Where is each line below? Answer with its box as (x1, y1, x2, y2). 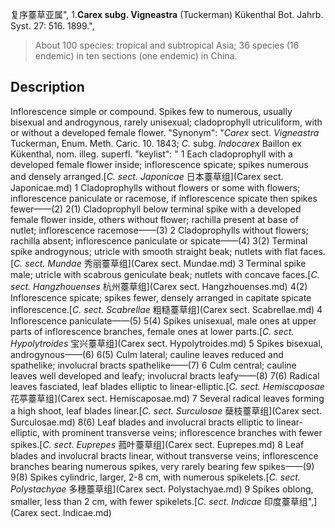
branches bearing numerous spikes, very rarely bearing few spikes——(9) (10, 460, 315, 472)
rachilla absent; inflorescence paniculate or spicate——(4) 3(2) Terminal (10, 234, 308, 247)
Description (10, 79, 85, 96)
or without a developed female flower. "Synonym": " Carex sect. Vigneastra (10, 126, 320, 138)
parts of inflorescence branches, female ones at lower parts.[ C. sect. (10, 325, 295, 337)
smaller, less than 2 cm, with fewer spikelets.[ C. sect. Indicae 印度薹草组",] (10, 495, 318, 507)
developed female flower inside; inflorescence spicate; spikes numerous (10, 158, 309, 170)
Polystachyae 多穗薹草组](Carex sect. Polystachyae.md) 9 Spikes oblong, (10, 483, 314, 495)
